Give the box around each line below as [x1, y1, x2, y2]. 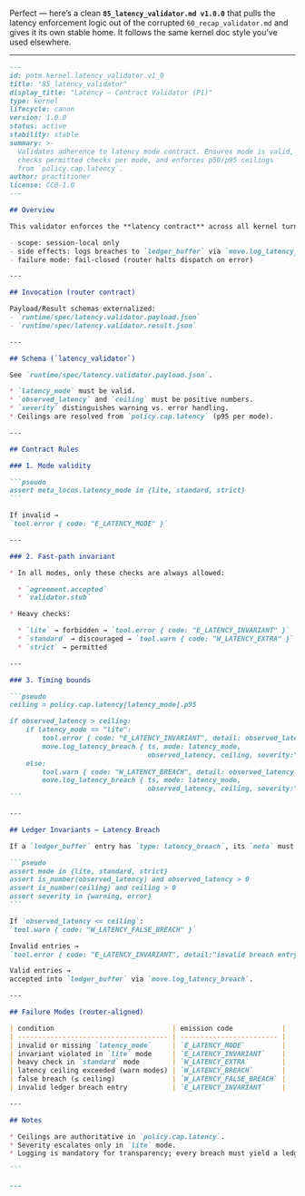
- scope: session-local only [9, 238, 120, 248]
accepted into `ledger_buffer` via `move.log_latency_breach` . [9, 975, 254, 984]
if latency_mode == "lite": [25, 725, 132, 734]
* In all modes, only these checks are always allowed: [9, 568, 225, 577]
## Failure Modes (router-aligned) [9, 1007, 144, 1016]
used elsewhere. [9, 36, 72, 47]
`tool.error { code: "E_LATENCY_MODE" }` [9, 519, 169, 528]
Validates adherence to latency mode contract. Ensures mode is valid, [17, 147, 295, 156]
